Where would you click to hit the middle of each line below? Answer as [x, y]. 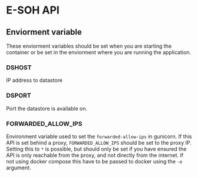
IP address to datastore [34, 81]
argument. [19, 168]
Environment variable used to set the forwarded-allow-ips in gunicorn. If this [99, 136]
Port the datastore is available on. [47, 108]
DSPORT [19, 96]
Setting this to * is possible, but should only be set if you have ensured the [96, 149]
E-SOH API [33, 10]
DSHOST [19, 67]
